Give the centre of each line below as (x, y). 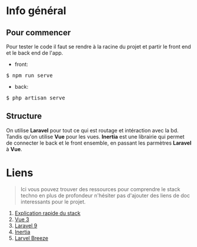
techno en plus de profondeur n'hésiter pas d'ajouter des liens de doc (105, 195)
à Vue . (14, 149)
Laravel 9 (26, 225)
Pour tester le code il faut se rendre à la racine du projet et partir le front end (98, 46)
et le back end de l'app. (35, 53)
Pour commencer (39, 33)
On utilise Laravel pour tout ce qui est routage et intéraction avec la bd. (92, 130)
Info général (36, 11)
